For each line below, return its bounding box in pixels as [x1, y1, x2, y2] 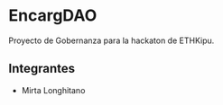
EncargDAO [8, 5, 98, 26]
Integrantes [8, 61, 76, 76]
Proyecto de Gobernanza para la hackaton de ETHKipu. [8, 35, 215, 46]
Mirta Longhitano [21, 84, 86, 95]
